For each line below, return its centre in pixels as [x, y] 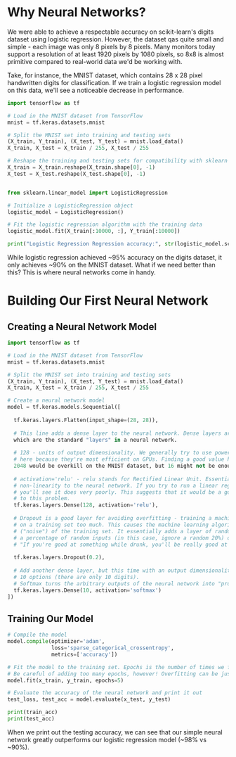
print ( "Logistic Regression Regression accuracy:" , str [91, 244]
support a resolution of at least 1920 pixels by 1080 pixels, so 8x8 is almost [116, 54]
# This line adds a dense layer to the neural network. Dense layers [117, 433]
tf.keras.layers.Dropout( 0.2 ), [59, 558]
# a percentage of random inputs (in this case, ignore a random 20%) [119, 538]
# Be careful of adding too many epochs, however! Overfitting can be [113, 674]
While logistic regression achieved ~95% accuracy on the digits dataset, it [115, 257]
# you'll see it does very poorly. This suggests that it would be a [117, 492]
